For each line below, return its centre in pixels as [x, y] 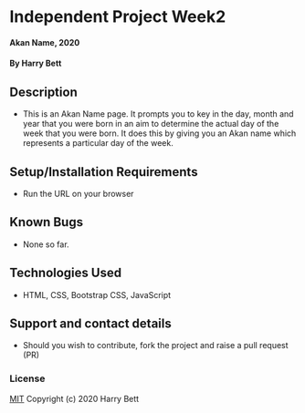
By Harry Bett [36, 63]
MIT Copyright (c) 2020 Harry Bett [74, 398]
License [27, 378]
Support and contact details [90, 324]
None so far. [46, 244]
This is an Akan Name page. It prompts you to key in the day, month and [158, 114]
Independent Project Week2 [118, 17]
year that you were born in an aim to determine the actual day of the [151, 124]
